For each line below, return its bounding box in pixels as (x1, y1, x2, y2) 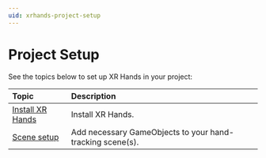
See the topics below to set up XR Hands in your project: (8, 72, 192, 81)
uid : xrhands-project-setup (8, 11, 101, 20)
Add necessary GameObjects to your (70, 126, 208, 137)
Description (70, 90, 116, 101)
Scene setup (12, 131, 59, 142)
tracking (70, 136, 102, 147)
